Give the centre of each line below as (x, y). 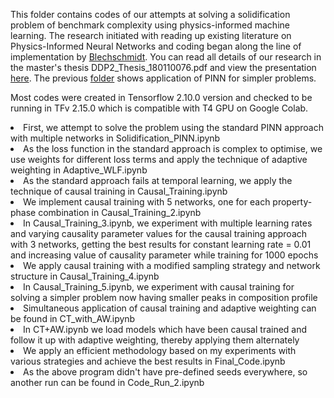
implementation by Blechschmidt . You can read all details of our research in (166, 57)
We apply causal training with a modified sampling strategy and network (172, 265)
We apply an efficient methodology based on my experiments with (160, 350)
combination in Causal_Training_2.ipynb (120, 212)
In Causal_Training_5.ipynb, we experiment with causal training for (159, 287)
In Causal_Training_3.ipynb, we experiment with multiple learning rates (168, 223)
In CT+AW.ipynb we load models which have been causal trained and (165, 329)
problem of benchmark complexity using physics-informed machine (150, 25)
